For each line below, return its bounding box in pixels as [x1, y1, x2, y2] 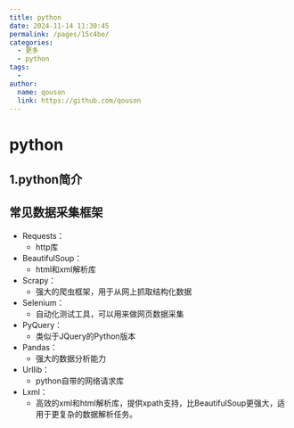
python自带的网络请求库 [35, 375, 125, 386]
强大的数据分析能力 [35, 353, 107, 364]
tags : [9, 63, 29, 72]
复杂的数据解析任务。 [59, 408, 138, 419]
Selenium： [21, 297, 65, 308]
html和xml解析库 [35, 264, 96, 275]
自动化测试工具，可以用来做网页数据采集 [35, 309, 184, 319]
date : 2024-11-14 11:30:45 [9, 21, 110, 30]
